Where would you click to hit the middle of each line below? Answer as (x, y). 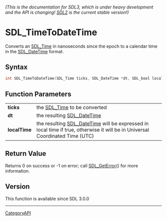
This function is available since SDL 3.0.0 (47, 199)
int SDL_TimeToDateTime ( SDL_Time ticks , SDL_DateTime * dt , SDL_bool (78, 79)
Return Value (26, 154)
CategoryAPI (18, 213)
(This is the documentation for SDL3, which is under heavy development (79, 7)
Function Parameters (38, 94)
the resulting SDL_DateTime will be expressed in (93, 123)
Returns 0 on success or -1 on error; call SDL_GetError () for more (72, 166)
